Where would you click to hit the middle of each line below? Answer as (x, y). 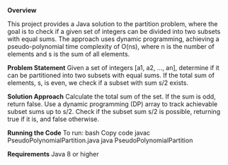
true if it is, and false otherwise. (53, 119)
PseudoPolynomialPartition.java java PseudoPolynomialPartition (100, 140)
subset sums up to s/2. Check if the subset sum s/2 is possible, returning (114, 112)
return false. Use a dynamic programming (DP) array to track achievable (113, 104)
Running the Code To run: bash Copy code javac (79, 133)
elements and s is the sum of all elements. (69, 54)
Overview (22, 10)
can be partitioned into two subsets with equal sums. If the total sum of (111, 75)
